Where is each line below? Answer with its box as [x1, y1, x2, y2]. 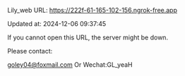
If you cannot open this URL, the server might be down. [7, 33, 168, 42]
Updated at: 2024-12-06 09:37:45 [7, 20, 107, 27]
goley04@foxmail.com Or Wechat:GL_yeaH [7, 61, 133, 69]
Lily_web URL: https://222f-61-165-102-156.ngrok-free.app [7, 6, 178, 14]
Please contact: [7, 47, 53, 55]
